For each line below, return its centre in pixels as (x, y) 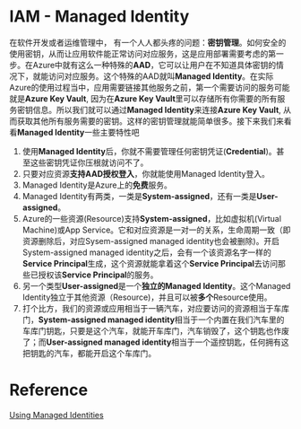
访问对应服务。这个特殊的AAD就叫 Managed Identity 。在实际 (161, 76)
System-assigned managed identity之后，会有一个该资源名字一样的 (146, 252)
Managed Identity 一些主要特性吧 (78, 132)
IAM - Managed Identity (99, 17)
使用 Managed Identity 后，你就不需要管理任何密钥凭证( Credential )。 (149, 151)
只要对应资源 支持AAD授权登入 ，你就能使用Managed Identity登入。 (146, 173)
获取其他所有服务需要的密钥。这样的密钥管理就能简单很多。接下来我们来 (150, 121)
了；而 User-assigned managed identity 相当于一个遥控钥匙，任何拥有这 (155, 342)
